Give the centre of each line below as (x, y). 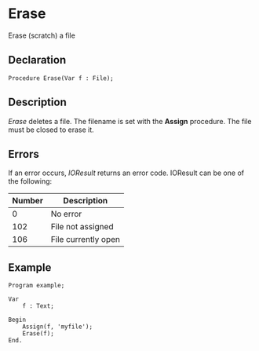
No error (66, 214)
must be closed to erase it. (51, 130)
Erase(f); (38, 334)
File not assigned (82, 227)
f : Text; (38, 306)
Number (27, 201)
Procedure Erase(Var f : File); (61, 78)
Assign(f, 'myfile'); (57, 327)
